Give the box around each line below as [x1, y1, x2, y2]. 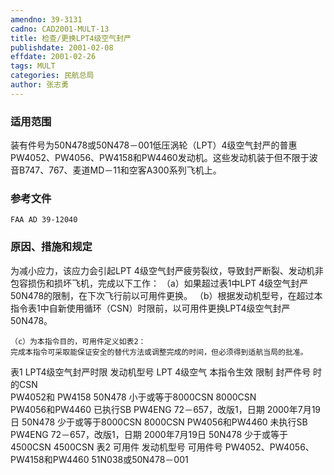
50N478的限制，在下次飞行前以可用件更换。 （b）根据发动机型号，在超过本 [10, 289, 323, 301]
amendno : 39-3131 [10, 14, 83, 25]
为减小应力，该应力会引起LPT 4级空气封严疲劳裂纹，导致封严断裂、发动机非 [10, 264, 324, 276]
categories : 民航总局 [10, 71, 95, 81]
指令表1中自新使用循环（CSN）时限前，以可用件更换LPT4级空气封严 [10, 302, 291, 314]
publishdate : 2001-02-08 [10, 42, 114, 53]
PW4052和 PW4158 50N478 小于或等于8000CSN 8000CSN [10, 391, 257, 403]
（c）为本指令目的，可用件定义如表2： [10, 336, 147, 346]
